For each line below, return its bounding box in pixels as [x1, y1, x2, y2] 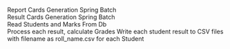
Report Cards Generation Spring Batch [7, 6, 117, 14]
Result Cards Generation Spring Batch [7, 13, 115, 21]
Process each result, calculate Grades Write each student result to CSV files [7, 27, 224, 35]
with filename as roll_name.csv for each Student [7, 35, 144, 43]
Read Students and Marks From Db [7, 20, 107, 28]
